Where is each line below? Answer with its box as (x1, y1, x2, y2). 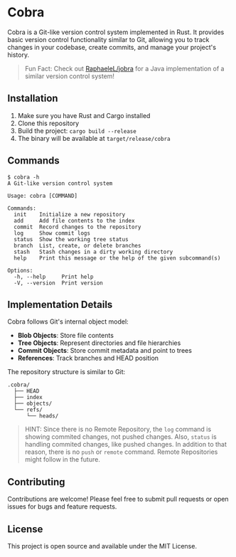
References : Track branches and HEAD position (17, 354, 159, 363)
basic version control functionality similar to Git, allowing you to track (7, 35, 210, 43)
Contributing (7, 476, 65, 488)
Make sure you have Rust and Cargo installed (17, 111, 151, 120)
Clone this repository (17, 119, 80, 127)
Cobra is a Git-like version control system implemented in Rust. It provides (7, 28, 225, 36)
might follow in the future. (24, 455, 101, 464)
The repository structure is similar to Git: (7, 368, 126, 376)
